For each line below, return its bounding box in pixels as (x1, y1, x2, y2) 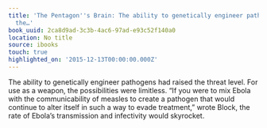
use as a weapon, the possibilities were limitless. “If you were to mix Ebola (8, 85, 251, 95)
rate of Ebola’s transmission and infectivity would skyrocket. (8, 111, 205, 120)
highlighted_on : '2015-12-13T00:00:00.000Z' (8, 56, 158, 64)
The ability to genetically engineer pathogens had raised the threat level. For (8, 77, 258, 87)
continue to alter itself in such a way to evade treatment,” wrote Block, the (8, 102, 250, 111)
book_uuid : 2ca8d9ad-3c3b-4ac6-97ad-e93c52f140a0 (8, 26, 176, 34)
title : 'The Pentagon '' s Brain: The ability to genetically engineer (8, 11, 244, 20)
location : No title (8, 33, 73, 42)
